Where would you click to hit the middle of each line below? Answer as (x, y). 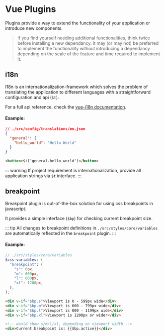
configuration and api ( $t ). (32, 97)
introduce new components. (34, 28)
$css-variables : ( (24, 260)
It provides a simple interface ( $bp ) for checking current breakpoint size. (79, 218)
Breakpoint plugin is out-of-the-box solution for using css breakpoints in (79, 203)
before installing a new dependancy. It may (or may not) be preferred (88, 43)
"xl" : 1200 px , (29, 283)
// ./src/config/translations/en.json (45, 129)
